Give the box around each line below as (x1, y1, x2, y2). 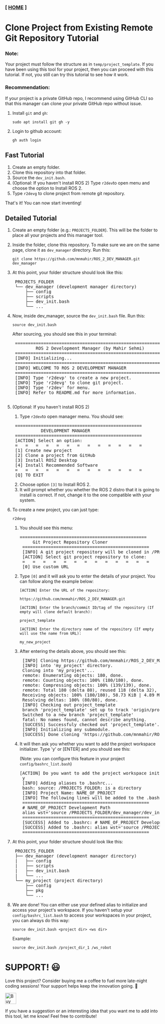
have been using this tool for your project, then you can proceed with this (5, 66, 154, 72)
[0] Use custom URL (22, 564, 69, 570)
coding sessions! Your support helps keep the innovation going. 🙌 (5, 983, 138, 989)
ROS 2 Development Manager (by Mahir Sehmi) (35, 346, 145, 351)
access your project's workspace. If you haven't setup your (12, 907, 133, 913)
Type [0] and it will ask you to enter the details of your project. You (19, 573, 156, 579)
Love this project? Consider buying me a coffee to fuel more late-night (5, 978, 147, 984)
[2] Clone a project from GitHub (15, 452, 96, 458)
